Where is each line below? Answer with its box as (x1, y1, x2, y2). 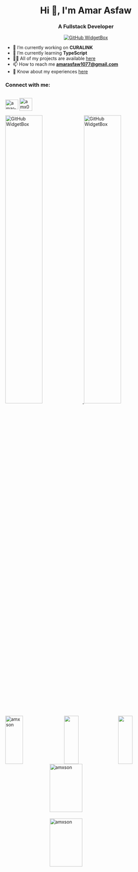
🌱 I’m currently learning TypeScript (12, 50, 87, 56)
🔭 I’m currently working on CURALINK (12, 45, 93, 51)
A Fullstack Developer (58, 23, 114, 30)
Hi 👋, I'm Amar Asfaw (40, 5, 132, 16)
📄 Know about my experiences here (12, 69, 88, 75)
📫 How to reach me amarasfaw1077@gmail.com (12, 61, 119, 67)
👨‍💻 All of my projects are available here (12, 55, 96, 62)
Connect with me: (5, 82, 51, 89)
